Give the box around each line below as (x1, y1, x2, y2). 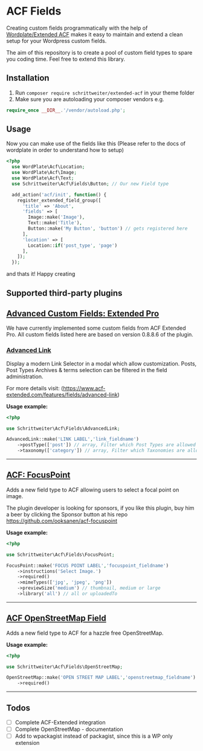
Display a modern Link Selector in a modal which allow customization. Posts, (6, 359, 197, 367)
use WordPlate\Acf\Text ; (11, 175, 74, 181)
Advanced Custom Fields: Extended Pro (6, 308, 159, 319)
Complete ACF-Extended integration (14, 719, 106, 726)
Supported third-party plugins (6, 288, 123, 298)
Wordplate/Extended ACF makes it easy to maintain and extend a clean (6, 30, 183, 38)
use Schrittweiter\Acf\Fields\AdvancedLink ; (6, 426, 120, 432)
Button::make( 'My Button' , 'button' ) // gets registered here (28, 225, 188, 232)
